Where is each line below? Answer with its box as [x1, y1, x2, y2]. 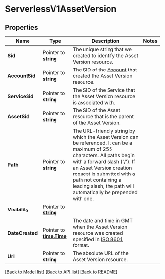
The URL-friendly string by [73, 127, 135, 134]
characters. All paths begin [73, 152, 135, 159]
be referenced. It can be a [73, 139, 133, 146]
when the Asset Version [73, 223, 128, 230]
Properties [5, 23, 38, 32]
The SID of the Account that [73, 67, 137, 73]
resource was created [73, 230, 123, 236]
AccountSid [7, 72, 36, 79]
